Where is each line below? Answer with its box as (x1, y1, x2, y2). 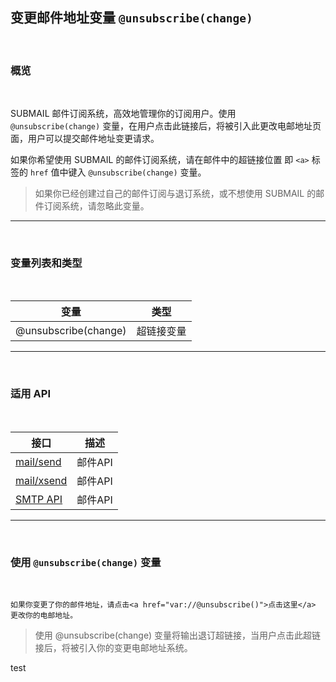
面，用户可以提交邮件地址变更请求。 (10, 133, 160, 145)
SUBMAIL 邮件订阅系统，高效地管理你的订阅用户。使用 (10, 108, 237, 120)
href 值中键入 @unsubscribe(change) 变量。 (29, 166, 207, 178)
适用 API (10, 387, 51, 401)
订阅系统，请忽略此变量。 (43, 200, 150, 212)
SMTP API (15, 492, 63, 506)
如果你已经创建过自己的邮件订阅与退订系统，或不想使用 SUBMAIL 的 (34, 188, 317, 200)
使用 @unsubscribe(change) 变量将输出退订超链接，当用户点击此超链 (34, 629, 321, 641)
